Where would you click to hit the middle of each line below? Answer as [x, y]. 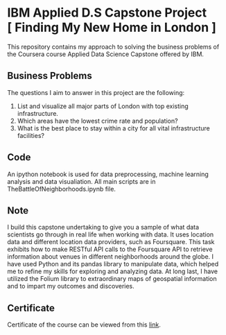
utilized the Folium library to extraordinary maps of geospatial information [112, 279]
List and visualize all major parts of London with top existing [103, 106]
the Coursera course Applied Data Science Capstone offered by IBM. [106, 54]
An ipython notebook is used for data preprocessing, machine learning [108, 174]
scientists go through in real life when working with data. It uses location [111, 234]
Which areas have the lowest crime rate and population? [97, 121]
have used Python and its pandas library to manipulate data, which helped [113, 264]
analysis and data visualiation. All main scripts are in [81, 181]
